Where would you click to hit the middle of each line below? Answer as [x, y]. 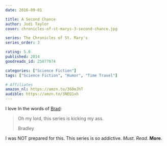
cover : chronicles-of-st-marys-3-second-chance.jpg [61, 29]
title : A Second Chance [31, 19]
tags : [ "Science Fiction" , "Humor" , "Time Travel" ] [61, 75]
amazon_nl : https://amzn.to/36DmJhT [44, 89]
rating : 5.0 [18, 52]
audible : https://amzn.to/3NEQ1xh [42, 94]
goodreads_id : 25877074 [31, 61]
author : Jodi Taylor [27, 24]
